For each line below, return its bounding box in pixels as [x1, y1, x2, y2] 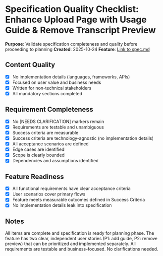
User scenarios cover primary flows [12, 191, 86, 197]
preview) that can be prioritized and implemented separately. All [5, 241, 136, 247]
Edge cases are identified [12, 146, 65, 152]
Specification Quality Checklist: [5, 3, 139, 15]
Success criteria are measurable [12, 129, 79, 135]
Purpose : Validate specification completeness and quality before [5, 41, 138, 47]
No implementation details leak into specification [12, 202, 112, 208]
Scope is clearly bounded [12, 152, 65, 158]
